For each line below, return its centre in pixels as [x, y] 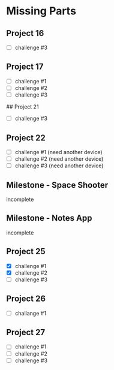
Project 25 [26, 252]
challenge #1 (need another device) [59, 152]
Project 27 [26, 333]
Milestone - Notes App [49, 218]
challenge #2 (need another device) [59, 159]
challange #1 [31, 313]
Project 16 [25, 33]
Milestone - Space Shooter [57, 185]
